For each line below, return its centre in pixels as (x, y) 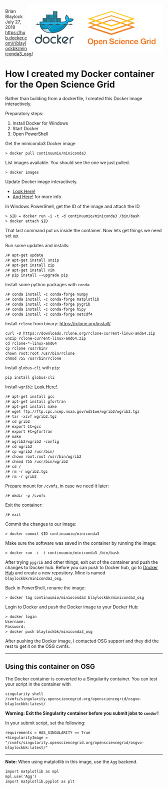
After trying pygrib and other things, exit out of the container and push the (82, 562)
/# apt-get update (24, 255)
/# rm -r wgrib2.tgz (27, 471)
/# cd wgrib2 (19, 446)
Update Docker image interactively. (41, 182)
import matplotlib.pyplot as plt (40, 781)
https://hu (15, 33)
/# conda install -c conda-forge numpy (47, 294)
